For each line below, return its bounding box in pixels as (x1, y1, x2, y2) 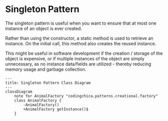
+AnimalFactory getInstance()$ (23, 106, 89, 111)
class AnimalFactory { (14, 98, 62, 103)
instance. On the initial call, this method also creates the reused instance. (5, 40, 156, 46)
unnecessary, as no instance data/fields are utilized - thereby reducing (5, 61, 151, 67)
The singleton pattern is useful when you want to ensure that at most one (5, 20, 156, 26)
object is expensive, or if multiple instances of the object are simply (5, 55, 144, 61)
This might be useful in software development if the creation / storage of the (5, 50, 163, 56)
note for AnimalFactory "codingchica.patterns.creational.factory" (14, 93, 158, 98)
